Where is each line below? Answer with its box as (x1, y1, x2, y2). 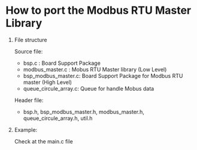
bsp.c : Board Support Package (23, 59, 101, 67)
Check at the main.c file (14, 137, 73, 145)
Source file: (14, 47, 43, 55)
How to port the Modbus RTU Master (5, 4, 192, 17)
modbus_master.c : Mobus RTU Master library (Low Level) (23, 65, 167, 73)
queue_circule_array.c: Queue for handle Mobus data (23, 85, 154, 92)
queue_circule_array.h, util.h (23, 115, 93, 122)
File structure (14, 36, 47, 43)
